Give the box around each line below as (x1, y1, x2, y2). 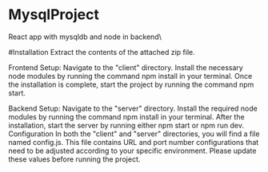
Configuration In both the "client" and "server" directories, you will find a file (8, 129, 260, 139)
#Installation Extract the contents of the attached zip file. (8, 47, 196, 57)
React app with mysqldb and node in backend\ (8, 32, 162, 41)
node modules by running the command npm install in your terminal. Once (8, 71, 253, 80)
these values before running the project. (8, 154, 141, 164)
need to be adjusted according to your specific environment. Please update (8, 146, 257, 155)
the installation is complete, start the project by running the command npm (8, 80, 254, 89)
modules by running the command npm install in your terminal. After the (8, 111, 246, 121)
